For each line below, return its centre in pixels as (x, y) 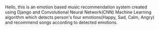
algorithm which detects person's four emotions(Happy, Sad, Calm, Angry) (80, 17)
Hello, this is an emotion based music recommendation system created (76, 7)
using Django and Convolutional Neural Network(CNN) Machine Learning (78, 12)
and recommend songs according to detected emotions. (61, 22)
